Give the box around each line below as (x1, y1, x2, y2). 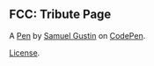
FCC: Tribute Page (9, 7, 112, 22)
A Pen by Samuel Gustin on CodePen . (9, 30, 146, 40)
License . (9, 48, 40, 58)
